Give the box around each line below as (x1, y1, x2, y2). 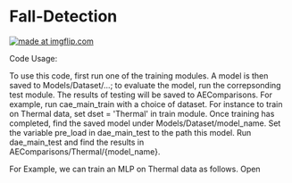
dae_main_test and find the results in (9, 137, 145, 147)
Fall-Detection (9, 6, 118, 27)
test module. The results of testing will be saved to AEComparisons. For (9, 89, 272, 100)
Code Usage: (9, 53, 58, 63)
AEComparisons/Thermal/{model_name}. (9, 146, 161, 157)
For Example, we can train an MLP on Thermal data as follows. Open (9, 163, 261, 174)
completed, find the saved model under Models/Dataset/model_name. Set (9, 118, 281, 129)
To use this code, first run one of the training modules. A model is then (9, 70, 269, 81)
